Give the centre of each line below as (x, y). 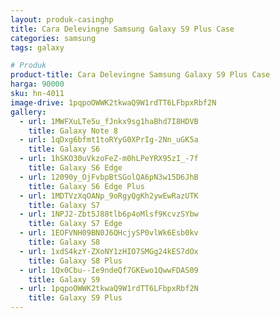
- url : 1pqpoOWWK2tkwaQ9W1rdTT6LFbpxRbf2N (109, 289)
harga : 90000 (37, 84)
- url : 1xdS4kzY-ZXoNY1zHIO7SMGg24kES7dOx (109, 251)
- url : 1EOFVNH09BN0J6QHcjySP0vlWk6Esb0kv (109, 233)
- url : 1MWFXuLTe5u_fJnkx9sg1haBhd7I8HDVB (109, 121)
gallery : (28, 112)
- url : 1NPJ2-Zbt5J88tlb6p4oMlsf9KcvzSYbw (109, 214)
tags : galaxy (37, 47)
